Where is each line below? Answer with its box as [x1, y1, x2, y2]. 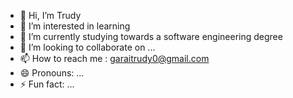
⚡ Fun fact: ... [19, 78, 75, 90]
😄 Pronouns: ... [19, 67, 85, 79]
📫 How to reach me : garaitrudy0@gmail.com [19, 53, 210, 64]
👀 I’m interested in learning [19, 20, 131, 32]
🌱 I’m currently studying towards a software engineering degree [19, 31, 283, 42]
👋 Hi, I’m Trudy [19, 10, 82, 21]
